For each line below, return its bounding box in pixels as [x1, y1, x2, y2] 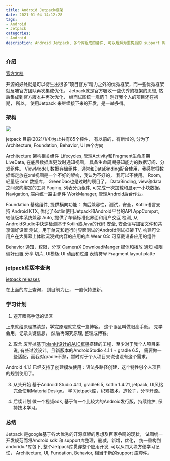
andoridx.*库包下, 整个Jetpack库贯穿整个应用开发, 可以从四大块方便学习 [6, 444, 156, 450]
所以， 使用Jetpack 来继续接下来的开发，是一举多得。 [15, 100, 128, 106]
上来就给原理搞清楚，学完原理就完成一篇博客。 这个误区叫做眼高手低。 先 [6, 323, 158, 329]
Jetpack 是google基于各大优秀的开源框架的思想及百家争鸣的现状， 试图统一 [6, 431, 163, 437]
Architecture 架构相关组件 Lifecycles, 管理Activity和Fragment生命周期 [6, 153, 150, 159]
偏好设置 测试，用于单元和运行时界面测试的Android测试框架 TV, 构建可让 [10, 227, 161, 233]
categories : [6, 31, 31, 36]
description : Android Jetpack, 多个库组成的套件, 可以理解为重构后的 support [6, 40, 160, 46]
